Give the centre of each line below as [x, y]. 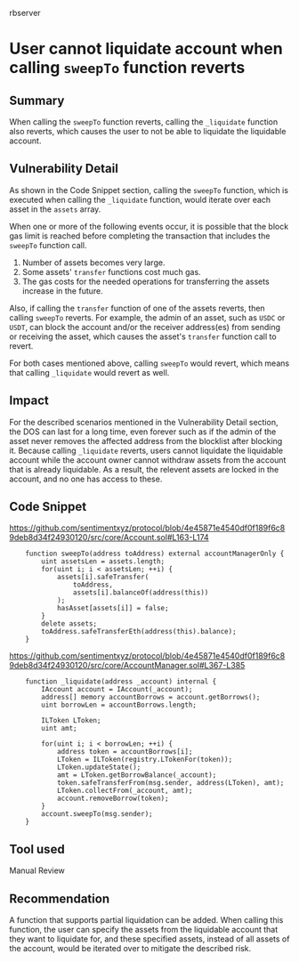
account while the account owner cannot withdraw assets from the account [148, 460]
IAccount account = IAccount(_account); [117, 690]
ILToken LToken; [71, 721]
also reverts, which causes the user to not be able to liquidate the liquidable [148, 131]
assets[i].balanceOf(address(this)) [141, 593]
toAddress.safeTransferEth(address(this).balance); [139, 632]
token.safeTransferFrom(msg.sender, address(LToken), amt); [170, 783]
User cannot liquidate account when [146, 49]
